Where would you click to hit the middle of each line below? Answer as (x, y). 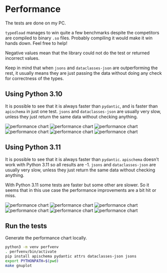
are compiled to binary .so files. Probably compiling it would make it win (79, 38)
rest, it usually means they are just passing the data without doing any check (83, 73)
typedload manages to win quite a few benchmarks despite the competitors (82, 32)
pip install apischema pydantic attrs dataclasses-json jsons (71, 257)
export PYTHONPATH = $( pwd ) (32, 261)
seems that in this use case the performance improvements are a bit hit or (81, 190)
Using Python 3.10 (34, 94)
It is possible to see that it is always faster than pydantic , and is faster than (82, 106)
